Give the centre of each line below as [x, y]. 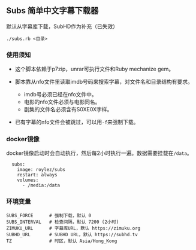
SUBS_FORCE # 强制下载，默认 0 [49, 215]
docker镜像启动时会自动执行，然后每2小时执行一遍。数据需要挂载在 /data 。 [99, 153]
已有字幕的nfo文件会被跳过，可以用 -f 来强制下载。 [77, 122]
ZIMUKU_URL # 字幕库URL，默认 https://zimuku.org [73, 228]
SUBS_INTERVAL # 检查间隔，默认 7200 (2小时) [63, 222]
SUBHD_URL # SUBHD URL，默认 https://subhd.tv [72, 234]
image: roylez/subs [41, 170]
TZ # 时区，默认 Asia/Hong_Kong [62, 241]
